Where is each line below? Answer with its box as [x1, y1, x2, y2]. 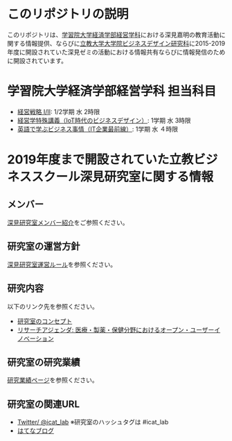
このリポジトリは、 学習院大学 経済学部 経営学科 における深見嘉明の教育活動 [7, 30, 220, 39]
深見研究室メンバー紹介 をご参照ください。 [7, 218, 129, 226]
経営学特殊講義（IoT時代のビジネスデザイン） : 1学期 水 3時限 [17, 116, 192, 125]
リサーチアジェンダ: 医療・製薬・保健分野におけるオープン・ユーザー [17, 325, 215, 334]
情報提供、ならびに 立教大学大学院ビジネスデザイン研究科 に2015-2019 [25, 39, 226, 47]
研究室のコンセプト [17, 316, 73, 325]
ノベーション [17, 334, 54, 343]
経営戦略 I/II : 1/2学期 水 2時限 [17, 107, 100, 116]
